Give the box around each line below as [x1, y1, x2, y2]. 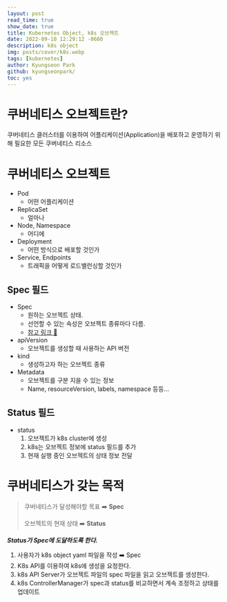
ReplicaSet [17, 206, 48, 214]
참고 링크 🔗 [27, 328, 58, 336]
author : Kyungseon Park [7, 62, 76, 69]
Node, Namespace [17, 221, 71, 230]
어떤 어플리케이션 [27, 198, 75, 206]
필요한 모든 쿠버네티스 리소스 [14, 139, 92, 147]
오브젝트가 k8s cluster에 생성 [27, 434, 108, 442]
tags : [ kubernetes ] [7, 55, 63, 62]
